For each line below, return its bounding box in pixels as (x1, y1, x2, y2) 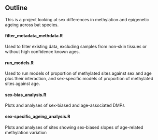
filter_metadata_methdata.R (5, 33, 63, 39)
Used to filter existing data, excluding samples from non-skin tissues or (5, 43, 147, 50)
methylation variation (5, 129, 47, 135)
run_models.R (5, 60, 34, 66)
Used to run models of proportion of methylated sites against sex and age (5, 70, 152, 76)
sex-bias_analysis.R (5, 92, 47, 98)
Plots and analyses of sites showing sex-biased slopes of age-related (5, 124, 144, 130)
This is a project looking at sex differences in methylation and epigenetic (5, 16, 149, 22)
